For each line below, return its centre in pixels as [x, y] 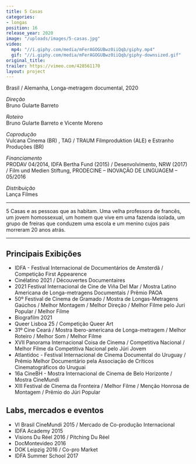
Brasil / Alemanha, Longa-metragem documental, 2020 [72, 88]
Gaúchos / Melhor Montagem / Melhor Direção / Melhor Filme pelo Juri [100, 305]
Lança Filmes [22, 194]
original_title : [26, 60]
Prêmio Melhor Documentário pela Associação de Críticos [84, 361]
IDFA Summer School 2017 [46, 456]
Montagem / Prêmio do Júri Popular [57, 392]
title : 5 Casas [24, 11]
